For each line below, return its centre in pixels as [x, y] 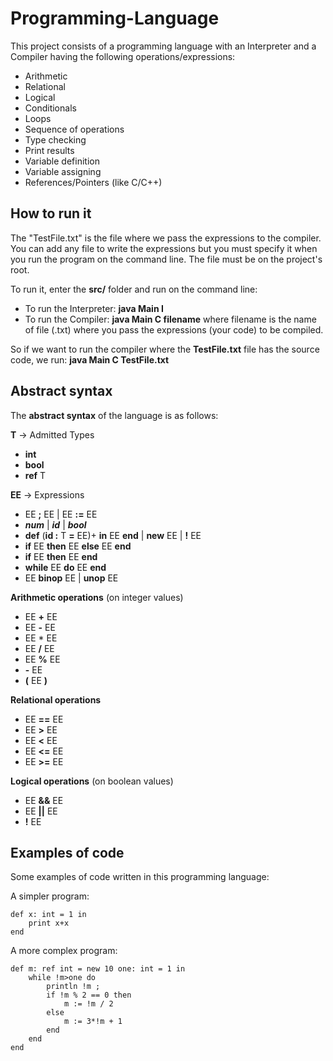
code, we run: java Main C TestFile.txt [90, 359]
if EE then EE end [61, 556]
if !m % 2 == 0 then [89, 995]
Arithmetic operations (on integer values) [97, 597]
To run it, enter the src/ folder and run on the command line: [134, 289]
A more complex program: [64, 951]
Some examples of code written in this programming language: [140, 877]
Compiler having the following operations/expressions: [123, 56]
